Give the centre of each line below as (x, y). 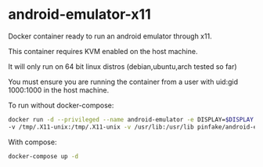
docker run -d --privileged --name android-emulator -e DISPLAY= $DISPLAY (131, 119)
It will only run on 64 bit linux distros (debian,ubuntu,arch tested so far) (122, 66)
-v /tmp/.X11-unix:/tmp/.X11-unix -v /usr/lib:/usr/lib (101, 127)
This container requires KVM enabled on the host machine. (103, 51)
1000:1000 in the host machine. (59, 90)
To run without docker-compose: (61, 105)
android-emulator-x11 (79, 15)
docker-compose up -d (43, 156)
